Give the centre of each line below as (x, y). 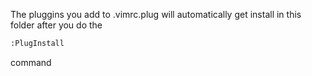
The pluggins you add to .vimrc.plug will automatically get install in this (156, 14)
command (31, 62)
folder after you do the (56, 25)
